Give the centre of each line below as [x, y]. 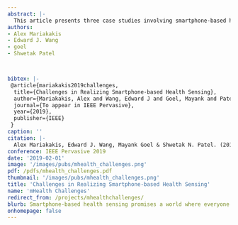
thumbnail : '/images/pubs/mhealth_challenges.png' [84, 178]
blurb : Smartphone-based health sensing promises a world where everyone [119, 204]
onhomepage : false [34, 211]
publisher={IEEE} [39, 119]
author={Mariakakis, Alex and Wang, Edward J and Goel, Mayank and [115, 99]
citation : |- [27, 138]
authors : [20, 27]
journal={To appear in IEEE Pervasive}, [74, 105]
